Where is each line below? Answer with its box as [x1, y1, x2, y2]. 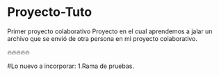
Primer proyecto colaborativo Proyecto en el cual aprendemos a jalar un [7, 27, 213, 35]
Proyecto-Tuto [7, 4, 92, 20]
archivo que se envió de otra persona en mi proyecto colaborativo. [7, 34, 198, 42]
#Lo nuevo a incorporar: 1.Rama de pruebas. [7, 62, 134, 70]
